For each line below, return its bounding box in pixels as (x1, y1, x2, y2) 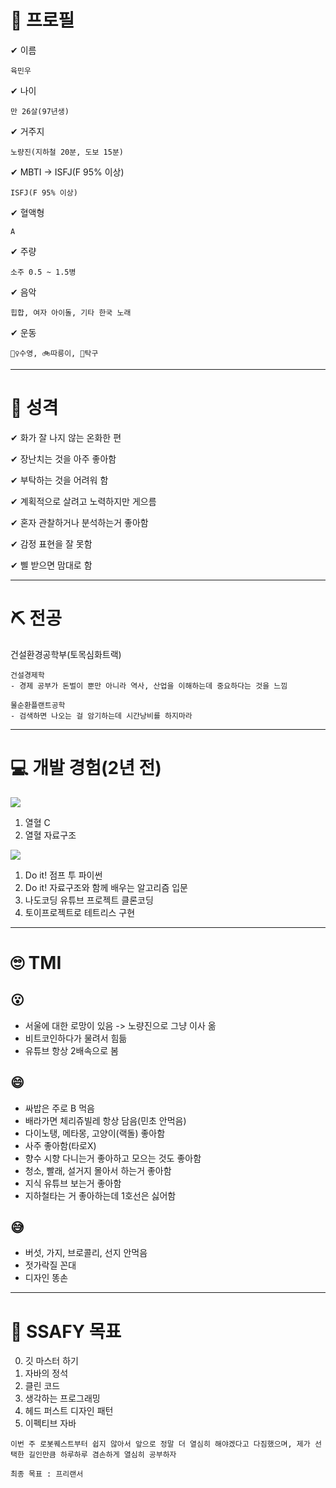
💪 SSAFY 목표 (10, 1320, 122, 1343)
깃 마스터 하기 (24, 1355, 79, 1367)
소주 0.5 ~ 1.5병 (10, 267, 77, 277)
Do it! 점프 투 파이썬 (24, 869, 103, 881)
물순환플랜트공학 (10, 700, 66, 710)
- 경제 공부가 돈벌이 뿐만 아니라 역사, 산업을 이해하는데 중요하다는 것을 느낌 (10, 681, 288, 691)
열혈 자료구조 (24, 829, 77, 841)
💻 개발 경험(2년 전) (10, 757, 162, 779)
